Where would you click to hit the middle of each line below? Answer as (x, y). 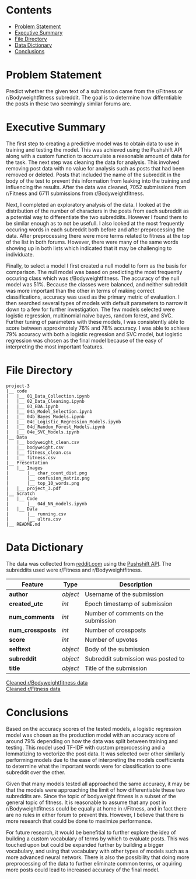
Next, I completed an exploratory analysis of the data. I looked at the (88, 204)
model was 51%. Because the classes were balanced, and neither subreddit (97, 284)
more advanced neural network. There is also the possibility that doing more (98, 857)
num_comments (32, 617)
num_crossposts (33, 630)
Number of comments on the (124, 613)
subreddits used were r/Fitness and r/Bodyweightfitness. (74, 570)
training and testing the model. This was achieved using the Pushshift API (94, 149)
